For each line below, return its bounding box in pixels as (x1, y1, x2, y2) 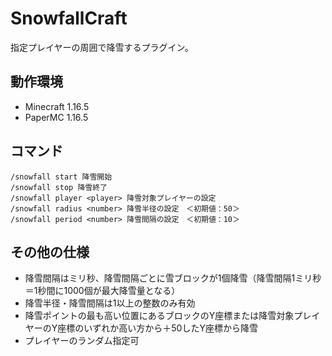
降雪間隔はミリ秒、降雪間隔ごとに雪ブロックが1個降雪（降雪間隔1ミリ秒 (24, 272, 322, 284)
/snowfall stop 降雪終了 (10, 182, 108, 192)
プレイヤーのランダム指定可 (24, 335, 140, 347)
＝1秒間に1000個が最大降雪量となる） (24, 285, 181, 297)
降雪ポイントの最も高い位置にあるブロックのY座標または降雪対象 (24, 310, 295, 322)
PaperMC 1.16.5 (24, 111, 89, 123)
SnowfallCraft (10, 7, 128, 30)
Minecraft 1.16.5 (24, 100, 90, 112)
